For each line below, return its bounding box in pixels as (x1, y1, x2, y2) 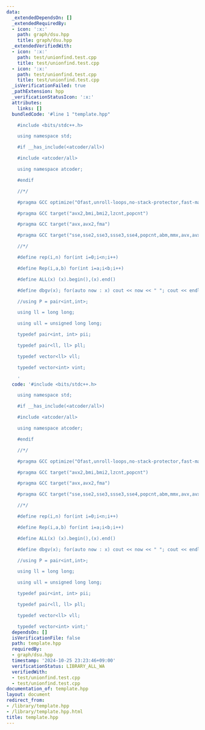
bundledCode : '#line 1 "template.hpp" (12, 111, 111, 117)
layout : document (6, 692, 51, 698)
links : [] (17, 105, 43, 112)
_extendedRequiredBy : (12, 20, 67, 26)
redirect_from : (6, 697, 45, 704)
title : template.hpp (6, 714, 59, 720)
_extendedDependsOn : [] (12, 15, 72, 21)
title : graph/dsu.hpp (17, 37, 72, 43)
